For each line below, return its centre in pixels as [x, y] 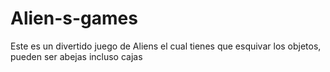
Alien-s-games [74, 18]
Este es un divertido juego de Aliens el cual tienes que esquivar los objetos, [166, 46]
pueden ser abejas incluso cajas [76, 56]
